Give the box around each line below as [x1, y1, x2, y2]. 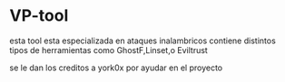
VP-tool [9, 5, 69, 26]
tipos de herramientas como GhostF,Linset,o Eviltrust [9, 44, 209, 55]
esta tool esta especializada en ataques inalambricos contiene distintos [9, 35, 277, 46]
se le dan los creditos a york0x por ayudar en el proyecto [9, 62, 223, 73]
